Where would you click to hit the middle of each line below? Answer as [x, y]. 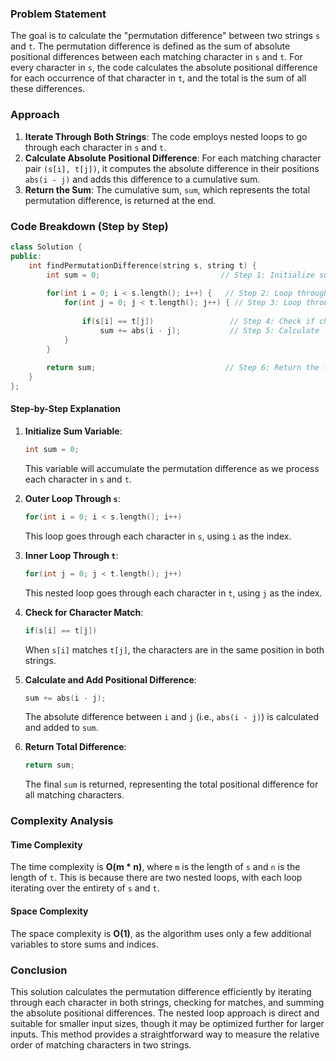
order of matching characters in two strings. [101, 1044]
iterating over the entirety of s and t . [85, 888]
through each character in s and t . [95, 147]
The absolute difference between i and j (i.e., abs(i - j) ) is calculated [172, 717]
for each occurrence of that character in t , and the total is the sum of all [158, 78]
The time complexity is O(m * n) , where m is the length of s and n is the [155, 867]
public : [26, 256]
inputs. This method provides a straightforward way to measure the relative [165, 1034]
